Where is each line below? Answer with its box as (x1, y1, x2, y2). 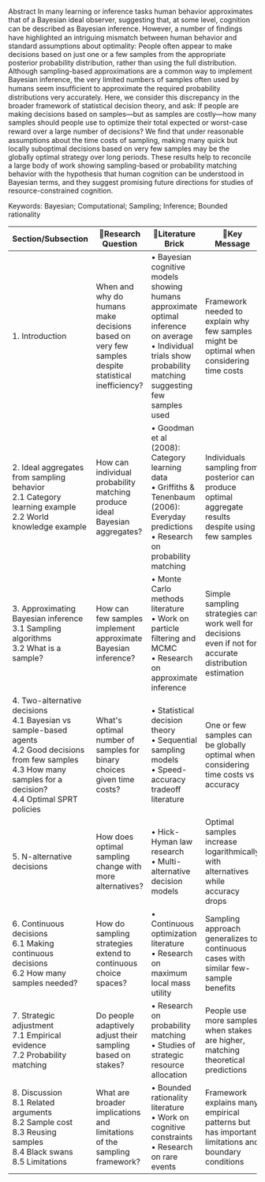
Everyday (151, 511, 187, 522)
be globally (204, 740, 247, 750)
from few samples (12, 755, 79, 765)
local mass (151, 977, 191, 988)
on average (151, 331, 193, 341)
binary (95, 755, 120, 765)
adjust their (95, 1030, 138, 1041)
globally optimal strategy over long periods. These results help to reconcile (8, 152, 252, 161)
